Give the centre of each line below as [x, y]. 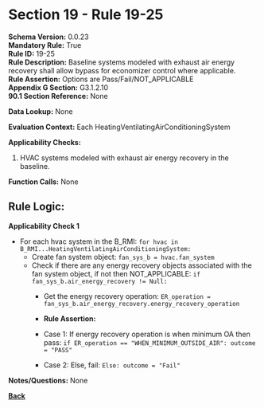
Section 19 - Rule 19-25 [86, 15]
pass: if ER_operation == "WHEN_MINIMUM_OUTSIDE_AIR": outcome [149, 342]
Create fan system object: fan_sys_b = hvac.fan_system [123, 257]
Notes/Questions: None [48, 380]
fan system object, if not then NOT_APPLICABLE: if [116, 273]
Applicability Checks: [45, 142]
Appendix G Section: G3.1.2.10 [58, 87]
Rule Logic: [37, 207]
